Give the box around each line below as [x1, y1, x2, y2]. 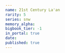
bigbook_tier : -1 [5, 26, 42, 31]
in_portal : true [5, 31, 40, 36]
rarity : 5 [5, 12, 26, 17]
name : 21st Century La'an [5, 7, 60, 13]
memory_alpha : [5, 21, 36, 27]
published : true [5, 40, 40, 45]
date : [5, 36, 17, 41]
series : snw [5, 17, 30, 22]
